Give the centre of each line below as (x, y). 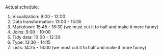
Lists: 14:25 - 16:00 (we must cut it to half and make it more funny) (79, 47)
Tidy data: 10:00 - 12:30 (36, 37)
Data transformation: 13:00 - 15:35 (47, 22)
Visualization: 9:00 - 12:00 (39, 16)
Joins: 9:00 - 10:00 (31, 32)
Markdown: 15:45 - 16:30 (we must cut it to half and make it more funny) (85, 27)
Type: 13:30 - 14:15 (31, 42)
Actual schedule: (22, 7)
